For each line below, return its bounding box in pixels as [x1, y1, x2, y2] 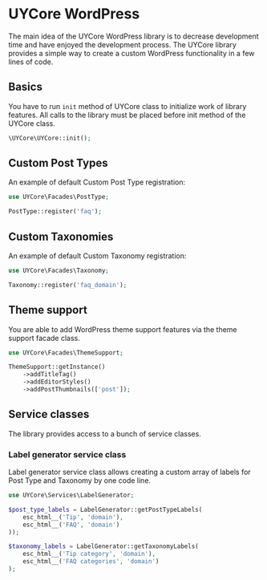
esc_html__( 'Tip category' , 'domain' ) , [22, 550, 156, 558]
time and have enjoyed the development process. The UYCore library [8, 39, 237, 49]
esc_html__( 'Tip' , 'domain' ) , [22, 513, 124, 521]
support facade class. [8, 333, 80, 343]
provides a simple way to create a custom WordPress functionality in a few [8, 48, 255, 58]
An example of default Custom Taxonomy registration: [8, 251, 187, 261]
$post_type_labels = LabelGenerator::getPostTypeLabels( [8, 505, 203, 513]
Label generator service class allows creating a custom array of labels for [8, 467, 251, 477]
